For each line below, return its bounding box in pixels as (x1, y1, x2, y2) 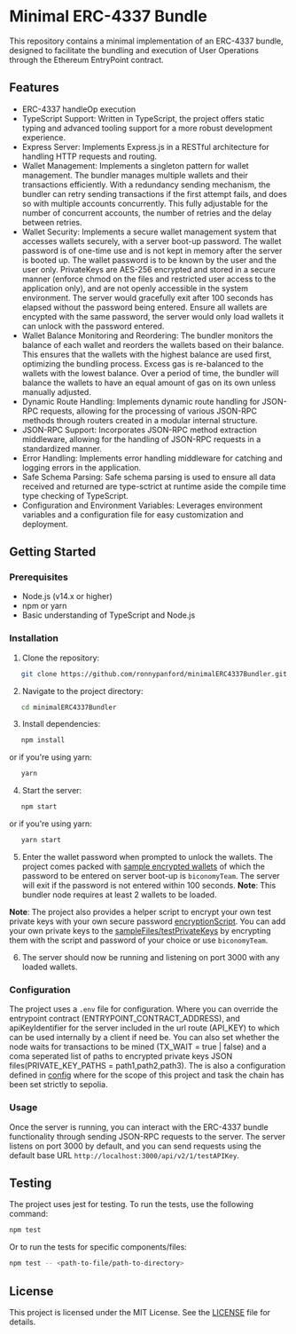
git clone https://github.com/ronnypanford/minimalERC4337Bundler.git (20, 669, 288, 678)
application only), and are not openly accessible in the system (21, 282, 249, 294)
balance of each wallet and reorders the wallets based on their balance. (21, 339, 284, 350)
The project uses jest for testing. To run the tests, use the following (9, 1199, 254, 1210)
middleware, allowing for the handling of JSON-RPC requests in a (21, 433, 261, 445)
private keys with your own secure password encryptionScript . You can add (9, 916, 286, 927)
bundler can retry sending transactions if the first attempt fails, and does (21, 188, 288, 199)
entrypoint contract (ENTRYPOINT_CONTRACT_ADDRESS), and (9, 1014, 241, 1024)
